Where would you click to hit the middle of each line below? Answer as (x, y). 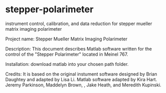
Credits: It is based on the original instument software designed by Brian (81, 74)
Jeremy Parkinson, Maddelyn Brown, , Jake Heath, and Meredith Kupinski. (84, 85)
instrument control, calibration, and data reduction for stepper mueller (79, 24)
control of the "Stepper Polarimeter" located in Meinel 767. (67, 54)
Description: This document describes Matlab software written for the (79, 49)
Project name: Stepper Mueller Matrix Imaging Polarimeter (66, 39)
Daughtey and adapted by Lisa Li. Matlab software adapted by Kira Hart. (81, 79)
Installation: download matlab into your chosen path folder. (67, 64)
